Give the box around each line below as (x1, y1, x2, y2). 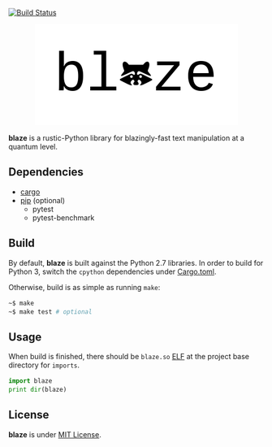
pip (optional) (19, 195, 66, 205)
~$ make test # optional (8, 307, 93, 316)
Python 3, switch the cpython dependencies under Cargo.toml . (8, 267, 217, 276)
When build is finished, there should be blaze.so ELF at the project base (8, 352, 250, 362)
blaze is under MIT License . (8, 429, 101, 439)
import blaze (8, 377, 53, 385)
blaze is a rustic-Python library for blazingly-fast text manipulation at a (8, 133, 245, 142)
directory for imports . (8, 360, 80, 370)
